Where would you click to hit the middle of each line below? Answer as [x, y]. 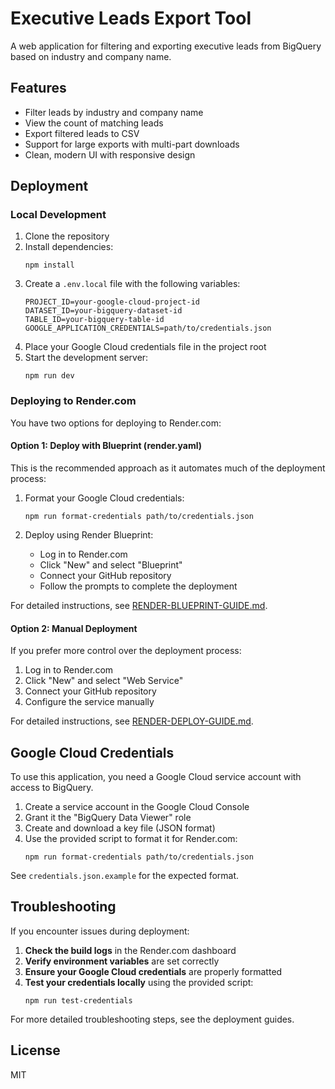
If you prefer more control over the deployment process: [126, 651]
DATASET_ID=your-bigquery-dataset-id [103, 311]
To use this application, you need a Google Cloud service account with [156, 776]
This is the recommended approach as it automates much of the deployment [168, 468]
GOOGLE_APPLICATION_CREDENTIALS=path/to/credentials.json [148, 328]
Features [38, 88]
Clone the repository [67, 236]
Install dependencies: [69, 247]
